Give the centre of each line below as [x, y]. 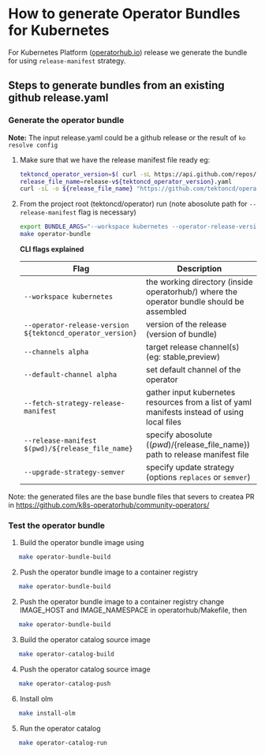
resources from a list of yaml [199, 402]
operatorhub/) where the [192, 292]
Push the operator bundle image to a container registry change [122, 602]
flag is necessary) [107, 212]
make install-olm [47, 713]
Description [200, 269]
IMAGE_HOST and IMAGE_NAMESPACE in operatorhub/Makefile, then [133, 610]
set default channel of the [193, 370]
